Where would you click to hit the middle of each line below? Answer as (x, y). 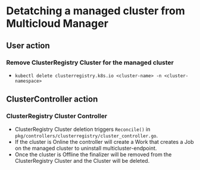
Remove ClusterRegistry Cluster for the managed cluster (90, 62)
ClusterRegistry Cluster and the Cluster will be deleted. (82, 160)
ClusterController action (52, 99)
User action (28, 45)
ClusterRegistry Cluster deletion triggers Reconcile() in (82, 129)
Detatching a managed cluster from (96, 11)
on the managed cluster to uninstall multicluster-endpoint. (86, 148)
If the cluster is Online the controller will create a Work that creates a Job (104, 141)
